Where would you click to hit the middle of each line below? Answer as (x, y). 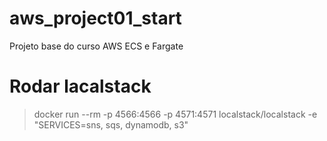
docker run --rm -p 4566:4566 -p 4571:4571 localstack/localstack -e (175, 114)
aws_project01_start (95, 18)
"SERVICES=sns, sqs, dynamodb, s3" (111, 124)
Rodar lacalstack (80, 86)
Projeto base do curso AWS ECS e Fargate (96, 46)
